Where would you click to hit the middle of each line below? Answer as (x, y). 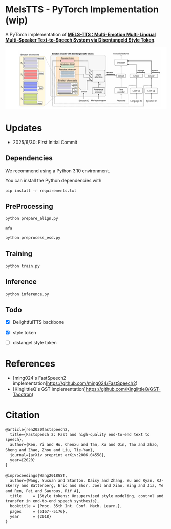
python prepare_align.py (32, 219)
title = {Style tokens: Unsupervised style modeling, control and (87, 496)
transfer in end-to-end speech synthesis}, (52, 501)
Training (19, 253)
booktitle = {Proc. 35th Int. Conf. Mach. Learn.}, (66, 506)
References (30, 364)
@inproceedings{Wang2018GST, (36, 475)
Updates (24, 128)
